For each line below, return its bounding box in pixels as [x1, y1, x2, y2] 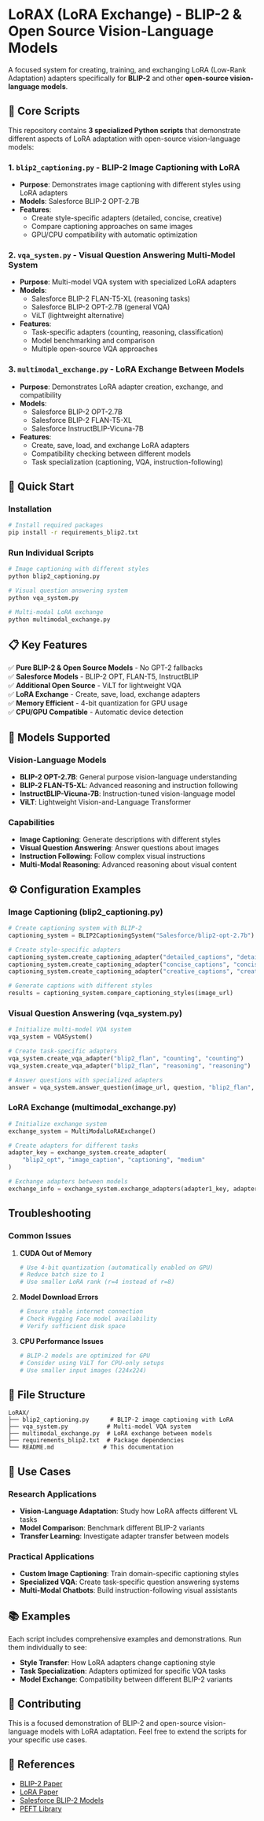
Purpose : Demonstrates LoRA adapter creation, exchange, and [19, 382, 224, 391]
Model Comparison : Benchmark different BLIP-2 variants [19, 1523, 205, 1532]
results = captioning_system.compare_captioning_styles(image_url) [8, 990, 234, 997]
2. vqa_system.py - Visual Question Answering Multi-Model [8, 250, 236, 261]
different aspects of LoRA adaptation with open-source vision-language [8, 134, 241, 143]
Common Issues [8, 1231, 72, 1242]
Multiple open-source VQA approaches [31, 344, 159, 353]
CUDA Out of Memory [19, 1248, 93, 1257]
